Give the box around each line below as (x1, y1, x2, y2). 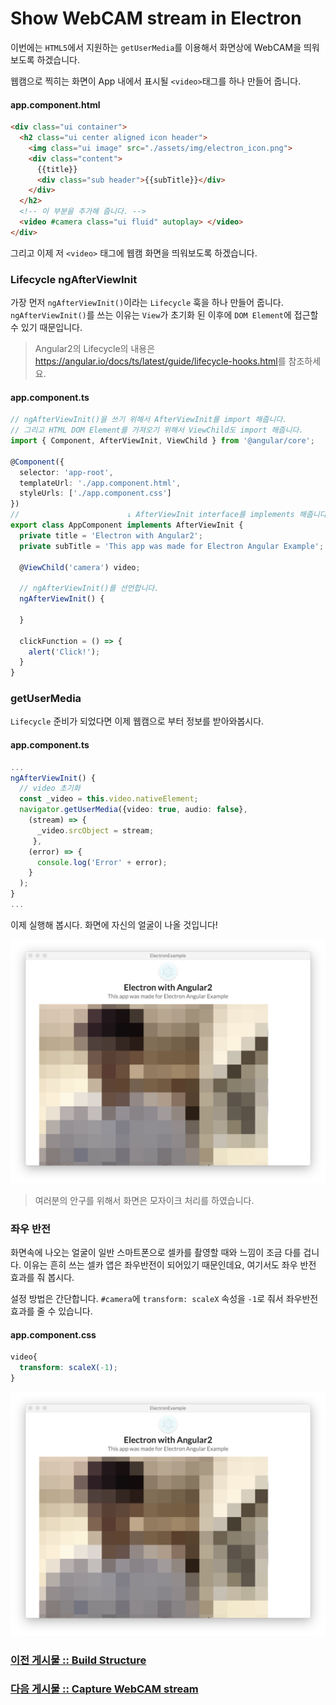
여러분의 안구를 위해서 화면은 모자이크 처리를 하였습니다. (34, 1194, 255, 1206)
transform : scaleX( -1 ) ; (19, 1363, 118, 1373)
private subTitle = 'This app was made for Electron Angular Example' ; (19, 541, 325, 551)
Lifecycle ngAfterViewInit (10, 272, 138, 286)
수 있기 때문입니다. (10, 322, 83, 334)
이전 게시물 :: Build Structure (10, 1653, 147, 1667)
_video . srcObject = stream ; (36, 825, 155, 836)
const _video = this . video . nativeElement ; (19, 794, 199, 804)
